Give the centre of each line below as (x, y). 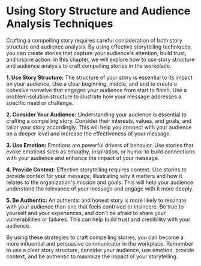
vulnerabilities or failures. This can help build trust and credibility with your (98, 219)
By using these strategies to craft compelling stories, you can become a (95, 237)
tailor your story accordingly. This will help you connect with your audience (99, 127)
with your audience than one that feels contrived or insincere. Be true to (95, 206)
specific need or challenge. (40, 102)
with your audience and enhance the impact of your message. (83, 158)
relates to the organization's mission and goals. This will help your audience (100, 182)
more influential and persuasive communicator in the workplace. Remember (100, 243)
